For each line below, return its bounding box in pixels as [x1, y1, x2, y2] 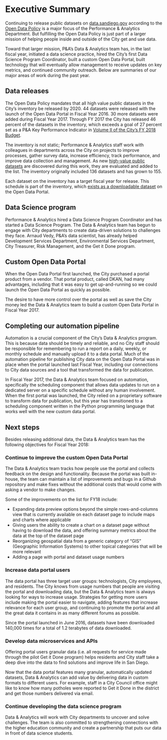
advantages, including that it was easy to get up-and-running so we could [5, 281, 157, 287]
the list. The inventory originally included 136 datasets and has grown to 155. [5, 168, 162, 174]
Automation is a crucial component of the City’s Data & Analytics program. [5, 335, 158, 341]
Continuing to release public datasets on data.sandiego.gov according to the [5, 20, 163, 26]
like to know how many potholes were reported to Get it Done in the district [5, 685, 160, 691]
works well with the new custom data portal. [5, 409, 96, 415]
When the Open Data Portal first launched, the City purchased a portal [5, 271, 150, 277]
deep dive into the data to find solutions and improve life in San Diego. [5, 659, 150, 665]
